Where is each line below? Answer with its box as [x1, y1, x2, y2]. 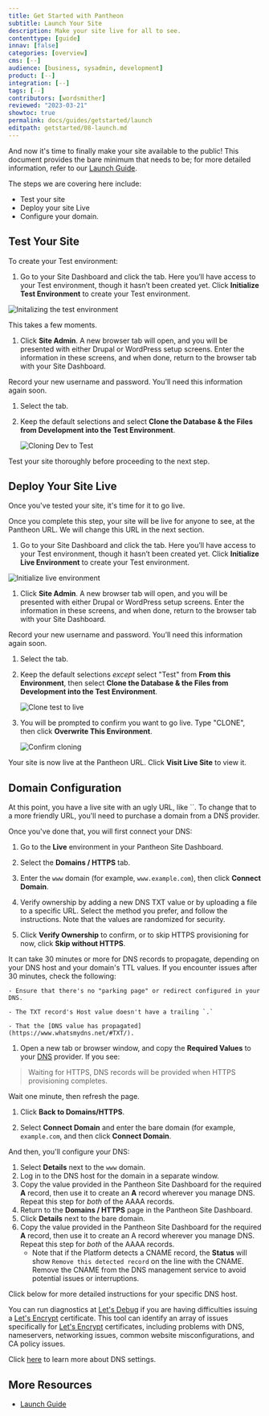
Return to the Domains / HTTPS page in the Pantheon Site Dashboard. [19, 1205, 253, 1215]
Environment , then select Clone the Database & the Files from [19, 678, 229, 688]
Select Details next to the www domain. [19, 1163, 146, 1172]
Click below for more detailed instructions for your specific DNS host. [8, 1289, 238, 1299]
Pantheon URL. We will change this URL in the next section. [8, 525, 205, 535]
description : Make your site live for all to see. [8, 27, 181, 35]
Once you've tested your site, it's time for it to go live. [8, 500, 185, 511]
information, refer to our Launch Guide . [8, 163, 138, 173]
